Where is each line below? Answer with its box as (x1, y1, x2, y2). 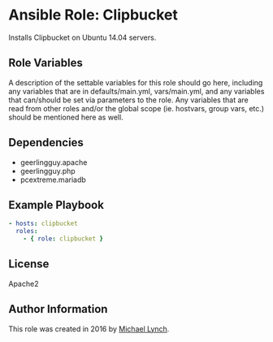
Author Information (8, 302, 108, 316)
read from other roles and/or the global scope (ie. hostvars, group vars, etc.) (8, 103, 265, 113)
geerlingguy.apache (19, 157, 88, 167)
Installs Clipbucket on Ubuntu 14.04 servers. (8, 32, 157, 42)
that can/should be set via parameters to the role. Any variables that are (8, 95, 249, 105)
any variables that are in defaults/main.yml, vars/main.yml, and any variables (8, 86, 265, 96)
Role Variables (8, 56, 83, 70)
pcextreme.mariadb (19, 175, 87, 184)
